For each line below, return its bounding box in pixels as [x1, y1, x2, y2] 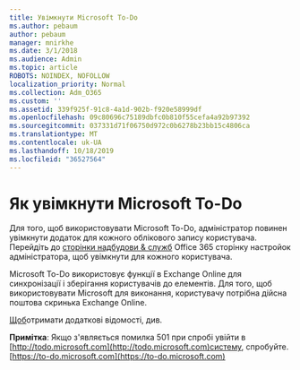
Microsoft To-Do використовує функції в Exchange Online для [9, 269, 242, 280]
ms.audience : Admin [9, 55, 82, 64]
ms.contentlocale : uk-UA [9, 138, 102, 147]
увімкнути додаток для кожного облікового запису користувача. [9, 232, 257, 243]
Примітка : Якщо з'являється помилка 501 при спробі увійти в [9, 332, 246, 343]
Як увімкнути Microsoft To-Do [9, 194, 243, 213]
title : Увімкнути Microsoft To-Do [9, 13, 139, 22]
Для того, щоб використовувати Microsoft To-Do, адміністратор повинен [9, 223, 288, 234]
